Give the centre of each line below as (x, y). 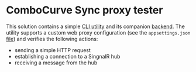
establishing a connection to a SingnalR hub (67, 56)
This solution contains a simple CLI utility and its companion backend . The (96, 26)
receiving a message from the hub (56, 63)
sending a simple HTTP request (52, 50)
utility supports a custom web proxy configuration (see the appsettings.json (98, 32)
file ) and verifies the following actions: (52, 39)
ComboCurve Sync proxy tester (85, 10)
